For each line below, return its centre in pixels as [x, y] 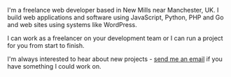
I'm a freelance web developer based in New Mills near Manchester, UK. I [113, 10]
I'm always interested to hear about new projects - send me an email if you [115, 59]
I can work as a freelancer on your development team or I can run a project [115, 38]
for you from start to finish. [46, 45]
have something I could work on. [54, 66]
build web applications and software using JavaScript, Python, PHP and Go [115, 17]
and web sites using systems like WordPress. [72, 25]
